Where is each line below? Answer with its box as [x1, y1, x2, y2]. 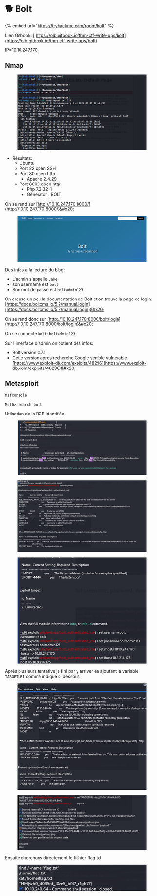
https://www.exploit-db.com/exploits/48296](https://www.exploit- [14, 360, 147, 366]
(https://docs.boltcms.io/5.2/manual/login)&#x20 [5, 306, 103, 312]
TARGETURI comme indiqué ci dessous [5, 673, 80, 680]
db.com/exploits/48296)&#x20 [12, 365, 75, 371]
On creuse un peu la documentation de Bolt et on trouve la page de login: [5, 296, 153, 302]
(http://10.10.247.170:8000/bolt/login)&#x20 [5, 321, 92, 327]
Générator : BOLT [26, 191, 62, 198]
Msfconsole [5, 393, 27, 398]
